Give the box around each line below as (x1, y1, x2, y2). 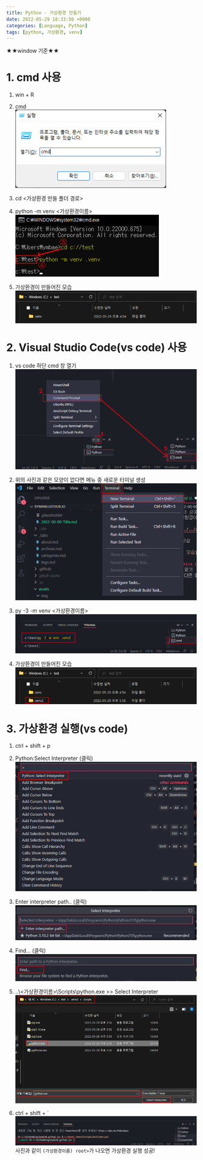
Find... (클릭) (14, 947, 47, 954)
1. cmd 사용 (6, 70, 62, 84)
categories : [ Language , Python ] (6, 22, 88, 29)
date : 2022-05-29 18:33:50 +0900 (6, 16, 91, 22)
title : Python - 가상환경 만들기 (6, 10, 82, 16)
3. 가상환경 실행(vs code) (6, 722, 128, 736)
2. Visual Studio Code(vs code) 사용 (6, 341, 187, 354)
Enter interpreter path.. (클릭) (14, 898, 88, 905)
